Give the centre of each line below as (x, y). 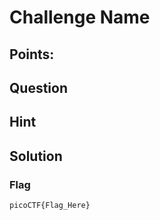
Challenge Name (80, 17)
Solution (36, 156)
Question (38, 87)
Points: (32, 54)
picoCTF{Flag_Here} (50, 206)
